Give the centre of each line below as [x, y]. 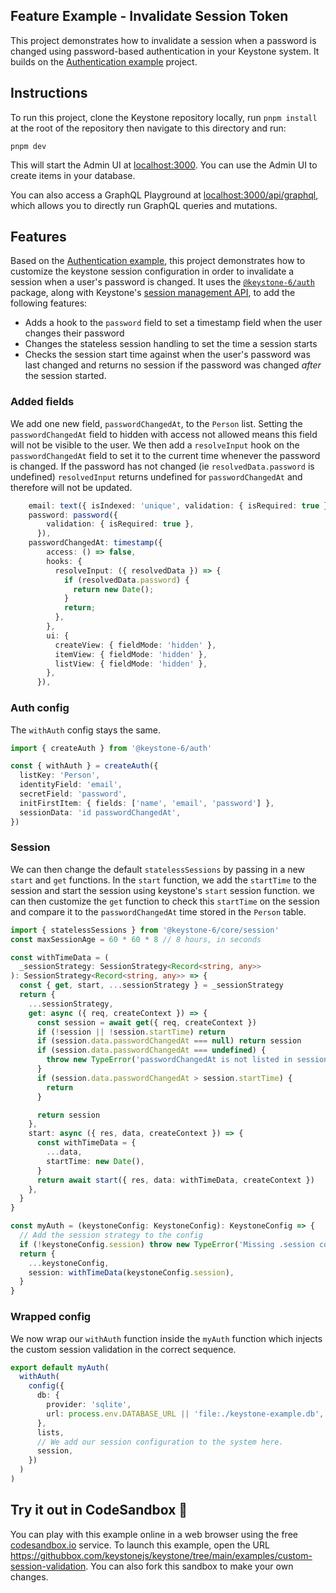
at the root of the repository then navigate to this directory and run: [148, 128]
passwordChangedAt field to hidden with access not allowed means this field [164, 434]
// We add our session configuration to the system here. [160, 1442]
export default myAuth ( [60, 1367]
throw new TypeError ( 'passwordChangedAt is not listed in [169, 1060]
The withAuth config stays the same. [85, 730]
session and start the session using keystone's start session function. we [162, 890]
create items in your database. [73, 175]
